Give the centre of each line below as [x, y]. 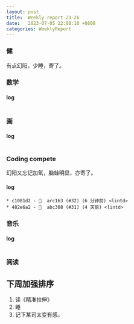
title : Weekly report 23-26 [43, 18]
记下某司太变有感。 [39, 315]
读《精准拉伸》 [33, 300]
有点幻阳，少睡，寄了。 [35, 65]
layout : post [23, 12]
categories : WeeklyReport [39, 29]
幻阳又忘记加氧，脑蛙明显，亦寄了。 [51, 173]
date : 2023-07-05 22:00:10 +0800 [51, 23]
